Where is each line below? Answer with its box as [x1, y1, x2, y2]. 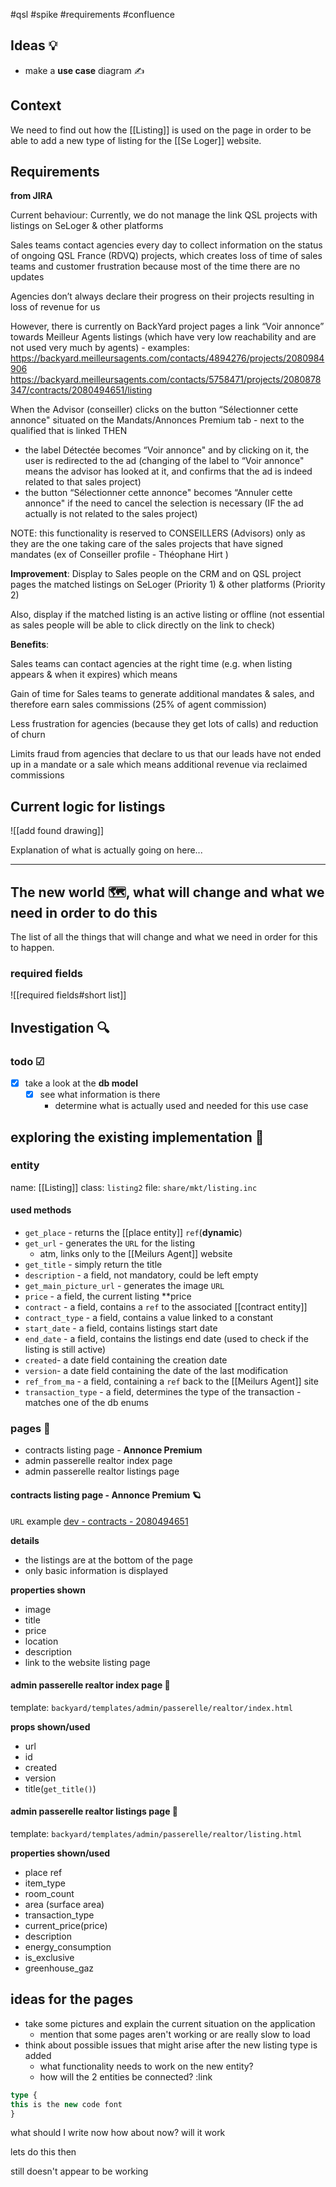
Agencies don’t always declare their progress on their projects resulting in [10, 290, 315, 303]
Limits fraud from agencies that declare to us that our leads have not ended [10, 748, 322, 760]
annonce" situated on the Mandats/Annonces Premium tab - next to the [10, 414, 305, 426]
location [24, 1635, 59, 1647]
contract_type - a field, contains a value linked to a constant [24, 1312, 274, 1324]
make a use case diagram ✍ [24, 64, 145, 76]
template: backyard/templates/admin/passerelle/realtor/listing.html [10, 1827, 303, 1839]
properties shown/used [10, 1847, 111, 1859]
